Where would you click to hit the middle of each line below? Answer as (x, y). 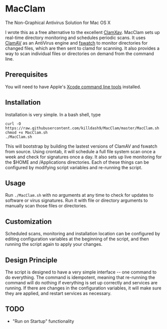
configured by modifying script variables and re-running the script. (74, 167)
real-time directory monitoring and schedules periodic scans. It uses (76, 38)
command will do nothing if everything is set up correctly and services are (82, 283)
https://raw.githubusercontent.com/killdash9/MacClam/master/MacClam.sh (82, 128)
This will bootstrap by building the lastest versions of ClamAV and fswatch (81, 146)
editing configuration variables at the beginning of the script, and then (77, 239)
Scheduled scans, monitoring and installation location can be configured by (83, 234)
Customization (29, 222)
